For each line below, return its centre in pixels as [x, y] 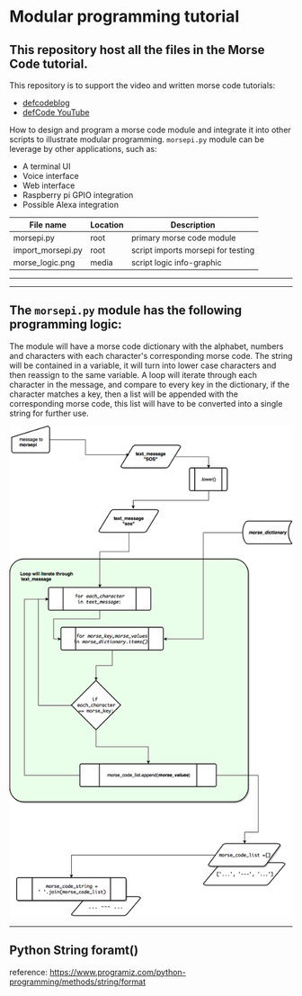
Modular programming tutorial [124, 17]
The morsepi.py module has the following [126, 311]
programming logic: [66, 324]
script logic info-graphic [177, 263]
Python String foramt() [74, 951]
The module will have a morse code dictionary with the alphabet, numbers [147, 346]
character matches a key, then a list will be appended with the [124, 394]
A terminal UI [46, 166]
